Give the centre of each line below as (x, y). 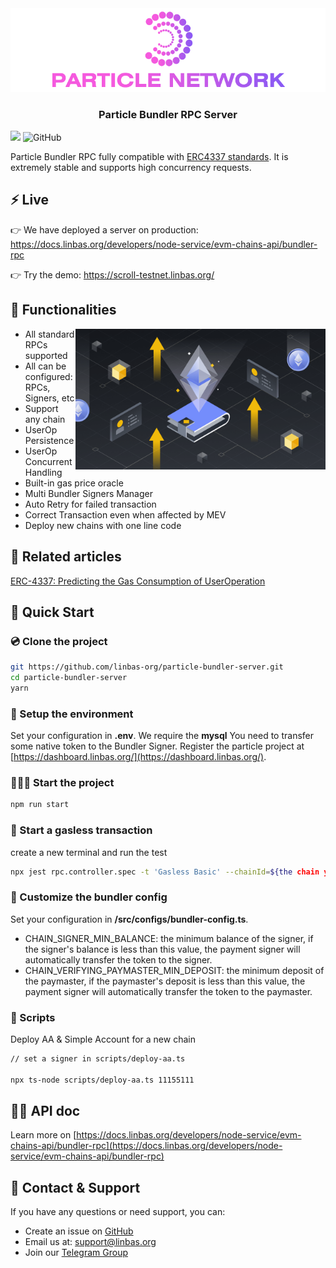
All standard (49, 334)
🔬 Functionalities (63, 310)
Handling (43, 472)
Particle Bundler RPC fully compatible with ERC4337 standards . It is (149, 157)
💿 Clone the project (59, 641)
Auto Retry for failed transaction (90, 504)
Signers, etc (49, 398)
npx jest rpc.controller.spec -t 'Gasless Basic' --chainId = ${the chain (165, 872)
